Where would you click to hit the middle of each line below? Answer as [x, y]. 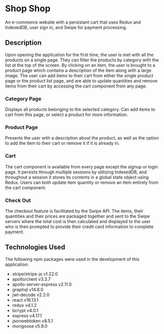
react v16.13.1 [25, 300]
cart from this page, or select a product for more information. [67, 115]
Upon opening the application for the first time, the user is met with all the [79, 55]
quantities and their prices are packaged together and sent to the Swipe [78, 216]
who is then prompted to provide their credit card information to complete [79, 226]
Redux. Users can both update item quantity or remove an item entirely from [82, 182]
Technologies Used [35, 247]
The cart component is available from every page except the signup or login [82, 167]
